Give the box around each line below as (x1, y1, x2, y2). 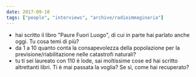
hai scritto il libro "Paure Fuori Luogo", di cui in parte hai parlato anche (15, 31, 190, 38)
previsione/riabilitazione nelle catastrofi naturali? (15, 50, 136, 58)
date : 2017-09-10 (6, 8, 50, 15)
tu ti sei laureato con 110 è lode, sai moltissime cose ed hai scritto (15, 57, 178, 64)
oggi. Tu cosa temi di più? (15, 38, 80, 45)
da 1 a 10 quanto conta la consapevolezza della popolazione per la (15, 44, 180, 52)
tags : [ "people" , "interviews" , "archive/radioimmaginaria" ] (6, 15, 164, 21)
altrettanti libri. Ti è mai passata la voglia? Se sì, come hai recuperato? (15, 63, 189, 70)
